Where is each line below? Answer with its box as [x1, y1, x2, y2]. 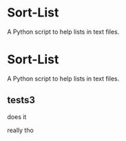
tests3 [7, 94, 36, 106]
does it [7, 112, 27, 121]
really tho [7, 126, 34, 134]
